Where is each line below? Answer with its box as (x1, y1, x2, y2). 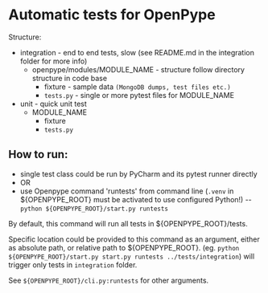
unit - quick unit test (19, 99, 87, 108)
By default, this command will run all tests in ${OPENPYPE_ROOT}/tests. (8, 218, 248, 228)
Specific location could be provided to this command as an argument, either (8, 234, 260, 244)
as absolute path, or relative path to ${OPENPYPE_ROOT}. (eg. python (8, 242, 240, 252)
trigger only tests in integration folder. (8, 259, 138, 270)
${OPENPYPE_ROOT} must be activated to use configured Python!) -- (19, 194, 252, 204)
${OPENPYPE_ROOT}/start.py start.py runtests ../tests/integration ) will (8, 251, 255, 261)
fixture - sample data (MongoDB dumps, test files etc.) (43, 82, 231, 92)
